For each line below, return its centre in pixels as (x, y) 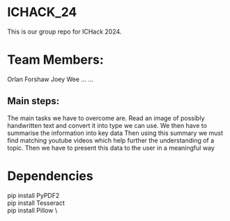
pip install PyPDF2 (33, 195)
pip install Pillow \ (32, 210)
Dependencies (50, 176)
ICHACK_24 (42, 12)
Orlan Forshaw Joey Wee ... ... (51, 79)
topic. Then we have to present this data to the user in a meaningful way (111, 148)
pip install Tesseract (36, 203)
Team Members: (55, 60)
